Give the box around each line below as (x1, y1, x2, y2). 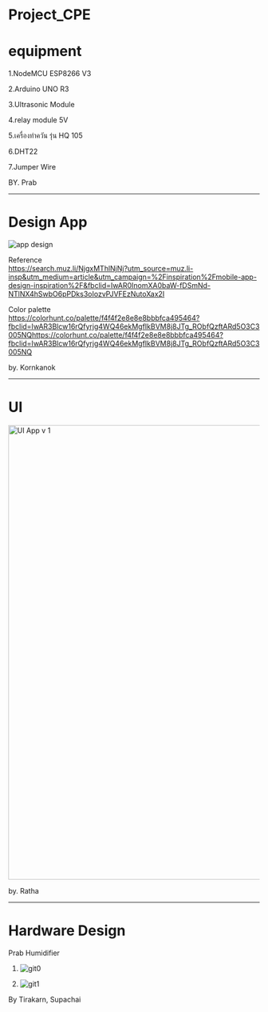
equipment (8, 42, 82, 61)
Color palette (8, 305, 51, 314)
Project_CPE (8, 6, 92, 24)
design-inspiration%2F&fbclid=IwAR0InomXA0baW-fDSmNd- (8, 281, 211, 290)
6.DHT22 (8, 146, 38, 157)
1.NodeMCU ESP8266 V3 (8, 69, 92, 78)
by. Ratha (8, 886, 40, 895)
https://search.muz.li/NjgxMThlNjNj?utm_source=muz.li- (8, 264, 194, 274)
